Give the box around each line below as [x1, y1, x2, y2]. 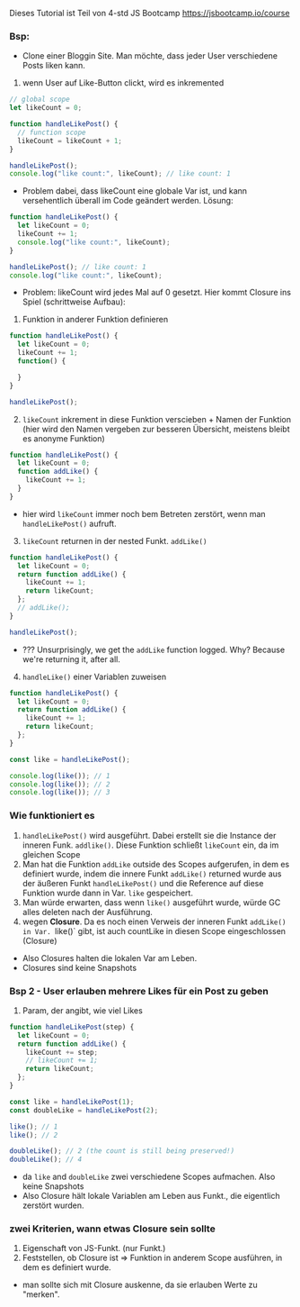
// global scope [9, 95, 70, 104]
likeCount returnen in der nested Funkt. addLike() [22, 535, 207, 546]
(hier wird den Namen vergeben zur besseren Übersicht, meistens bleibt [22, 423, 290, 434]
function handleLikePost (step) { [9, 1022, 135, 1031]
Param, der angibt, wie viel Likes [22, 1004, 144, 1016]
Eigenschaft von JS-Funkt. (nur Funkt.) [22, 1243, 166, 1254]
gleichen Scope [22, 849, 81, 859]
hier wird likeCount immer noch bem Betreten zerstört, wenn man [22, 508, 267, 519]
